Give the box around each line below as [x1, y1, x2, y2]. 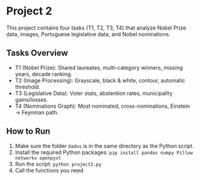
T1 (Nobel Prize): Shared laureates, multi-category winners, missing [14, 64, 183, 71]
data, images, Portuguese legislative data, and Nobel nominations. [6, 30, 170, 37]
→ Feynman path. [14, 108, 59, 116]
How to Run [6, 126, 51, 137]
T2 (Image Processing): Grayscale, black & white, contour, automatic [14, 76, 186, 84]
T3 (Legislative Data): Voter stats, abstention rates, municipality [14, 89, 173, 97]
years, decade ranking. [14, 70, 72, 78]
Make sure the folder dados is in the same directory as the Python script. [14, 142, 194, 149]
